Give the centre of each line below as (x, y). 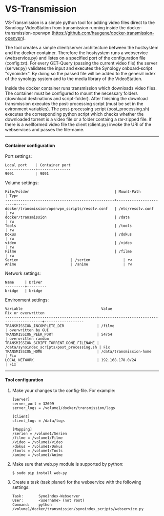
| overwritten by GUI (27, 330)
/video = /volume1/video (37, 442)
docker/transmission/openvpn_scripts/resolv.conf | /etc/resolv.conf (79, 209)
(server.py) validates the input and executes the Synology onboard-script (79, 68)
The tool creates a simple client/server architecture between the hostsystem (82, 47)
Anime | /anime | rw (69, 265)
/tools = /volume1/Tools (37, 451)
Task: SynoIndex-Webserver (46, 496)
